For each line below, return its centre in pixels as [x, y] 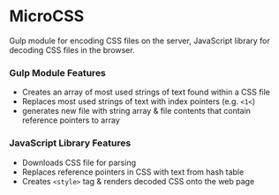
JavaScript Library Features [70, 143]
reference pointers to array [71, 120]
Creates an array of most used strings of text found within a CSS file [146, 92]
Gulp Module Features [57, 72]
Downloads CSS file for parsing [79, 162]
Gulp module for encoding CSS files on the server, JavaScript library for [140, 41]
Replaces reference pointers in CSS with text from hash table [133, 172]
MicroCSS [47, 16]
